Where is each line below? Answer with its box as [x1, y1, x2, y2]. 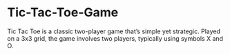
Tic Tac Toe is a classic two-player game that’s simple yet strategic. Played [7, 27, 221, 35]
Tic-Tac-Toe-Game [7, 5, 119, 20]
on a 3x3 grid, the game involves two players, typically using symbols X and [7, 34, 223, 42]
